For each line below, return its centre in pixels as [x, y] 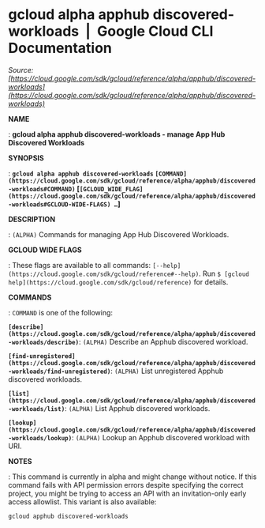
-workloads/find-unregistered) [60, 371]
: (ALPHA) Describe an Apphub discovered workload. [163, 341]
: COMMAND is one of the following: [60, 312]
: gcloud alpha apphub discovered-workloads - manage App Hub [117, 134]
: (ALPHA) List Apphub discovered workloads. [137, 408]
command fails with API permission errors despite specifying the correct [126, 485]
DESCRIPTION [32, 219]
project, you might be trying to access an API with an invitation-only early [127, 493]
